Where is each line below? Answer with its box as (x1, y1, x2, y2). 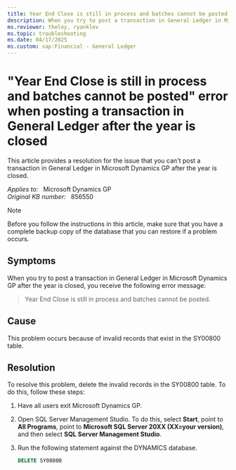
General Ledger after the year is (7, 118, 196, 134)
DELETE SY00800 (17, 457, 63, 464)
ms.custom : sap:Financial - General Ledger (7, 43, 137, 50)
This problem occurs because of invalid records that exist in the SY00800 (7, 334, 221, 342)
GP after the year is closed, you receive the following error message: (7, 281, 206, 289)
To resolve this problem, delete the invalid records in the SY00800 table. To (7, 381, 226, 389)
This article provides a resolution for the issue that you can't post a (7, 156, 201, 165)
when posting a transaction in (7, 103, 185, 120)
